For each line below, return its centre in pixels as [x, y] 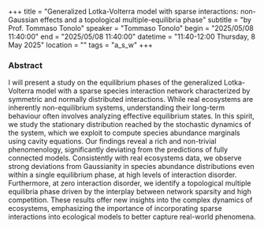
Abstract [26, 65]
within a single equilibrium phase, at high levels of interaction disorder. [123, 175]
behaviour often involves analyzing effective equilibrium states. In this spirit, [131, 116]
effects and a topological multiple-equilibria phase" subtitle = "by [146, 20]
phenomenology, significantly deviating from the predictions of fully [118, 150]
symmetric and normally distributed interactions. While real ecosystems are [131, 99]
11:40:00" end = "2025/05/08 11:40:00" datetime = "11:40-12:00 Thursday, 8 [132, 36]
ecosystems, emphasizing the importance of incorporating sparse [115, 208]
